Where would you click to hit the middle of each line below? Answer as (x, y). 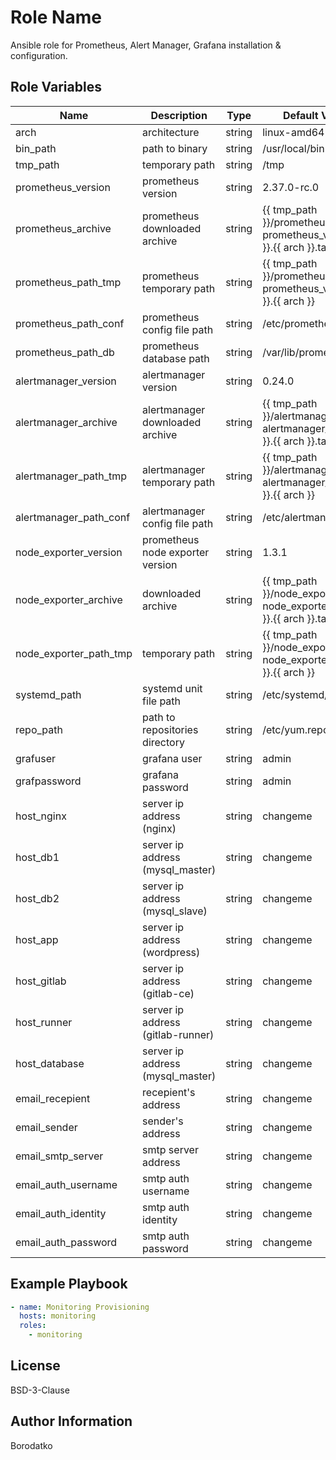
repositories (170, 729)
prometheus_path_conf (70, 323)
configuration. (39, 55)
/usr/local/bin (293, 148)
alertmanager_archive (66, 422)
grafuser (35, 758)
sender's (163, 1121)
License (35, 1366)
